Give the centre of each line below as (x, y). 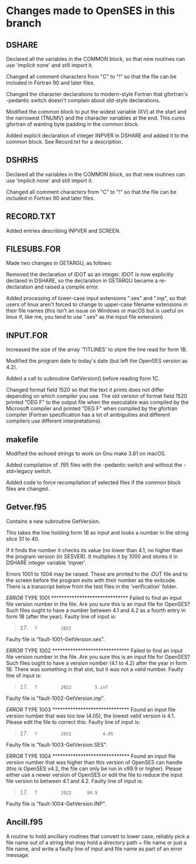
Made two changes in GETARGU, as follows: (59, 263)
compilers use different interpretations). (54, 421)
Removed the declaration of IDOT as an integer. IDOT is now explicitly (90, 274)
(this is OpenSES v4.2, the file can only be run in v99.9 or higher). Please (94, 768)
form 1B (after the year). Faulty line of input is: (61, 616)
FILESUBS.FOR (33, 249)
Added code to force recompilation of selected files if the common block (94, 482)
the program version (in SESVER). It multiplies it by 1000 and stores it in (92, 556)
